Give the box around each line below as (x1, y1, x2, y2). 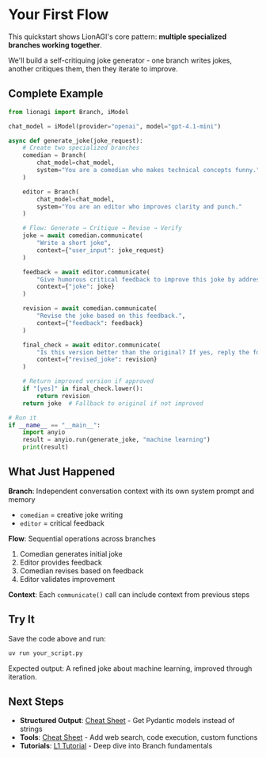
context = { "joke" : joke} (36, 283, 115, 291)
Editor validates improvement (19, 574, 116, 584)
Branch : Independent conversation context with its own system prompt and (8, 486, 255, 496)
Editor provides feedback (19, 557, 103, 567)
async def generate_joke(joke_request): (8, 136, 144, 144)
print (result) (22, 443, 69, 451)
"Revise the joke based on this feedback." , (36, 312, 186, 320)
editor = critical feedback (19, 518, 104, 528)
